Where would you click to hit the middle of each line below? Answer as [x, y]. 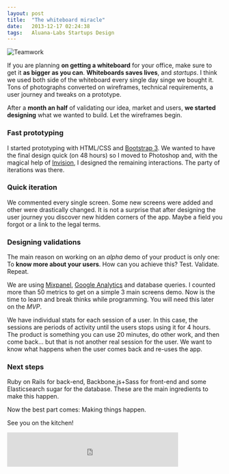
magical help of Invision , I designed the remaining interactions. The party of [113, 163]
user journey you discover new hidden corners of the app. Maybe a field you [115, 217]
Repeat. [18, 272]
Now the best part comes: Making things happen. [77, 410]
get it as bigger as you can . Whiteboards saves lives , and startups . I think [112, 73]
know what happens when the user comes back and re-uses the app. [105, 349]
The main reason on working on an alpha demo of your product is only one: [113, 257]
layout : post [26, 13]
